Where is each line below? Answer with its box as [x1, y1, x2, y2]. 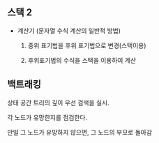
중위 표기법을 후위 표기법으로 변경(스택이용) [27, 41, 146, 50]
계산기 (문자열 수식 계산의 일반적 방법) [17, 27, 121, 35]
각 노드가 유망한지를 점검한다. [7, 113, 88, 121]
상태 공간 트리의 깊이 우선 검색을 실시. [7, 98, 109, 107]
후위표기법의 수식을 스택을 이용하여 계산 [27, 56, 137, 64]
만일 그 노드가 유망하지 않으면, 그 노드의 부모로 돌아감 [7, 128, 152, 136]
